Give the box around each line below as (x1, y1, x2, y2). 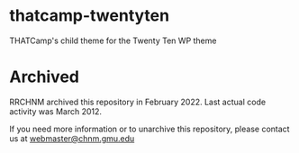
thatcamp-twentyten (9, 5, 169, 26)
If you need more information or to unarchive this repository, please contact (9, 123, 290, 134)
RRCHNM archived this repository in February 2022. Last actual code (9, 96, 267, 107)
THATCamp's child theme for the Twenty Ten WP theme (9, 35, 217, 46)
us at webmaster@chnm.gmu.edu (9, 132, 135, 144)
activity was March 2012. (9, 105, 102, 117)
